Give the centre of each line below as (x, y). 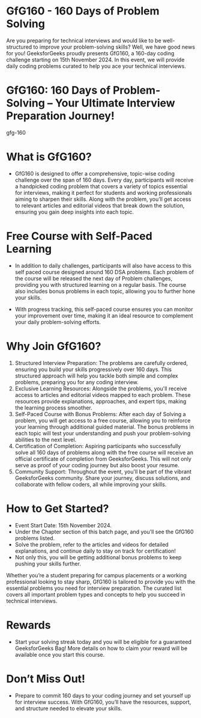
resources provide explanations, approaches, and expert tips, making (100, 401)
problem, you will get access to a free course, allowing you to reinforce (103, 420)
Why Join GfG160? (54, 346)
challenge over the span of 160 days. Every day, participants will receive (104, 180)
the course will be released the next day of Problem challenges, (94, 278)
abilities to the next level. (46, 440)
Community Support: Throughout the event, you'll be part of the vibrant (103, 471)
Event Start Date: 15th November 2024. (63, 525)
